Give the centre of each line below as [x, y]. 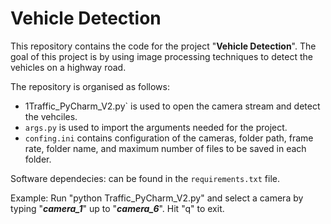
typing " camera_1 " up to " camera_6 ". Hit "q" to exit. [117, 208]
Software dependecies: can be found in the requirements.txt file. [145, 178]
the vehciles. [51, 116]
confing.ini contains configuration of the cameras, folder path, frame [169, 138]
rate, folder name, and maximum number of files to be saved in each [165, 148]
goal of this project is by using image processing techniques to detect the [162, 56]
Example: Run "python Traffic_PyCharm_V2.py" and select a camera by [157, 198]
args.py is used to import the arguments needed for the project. [156, 127]
